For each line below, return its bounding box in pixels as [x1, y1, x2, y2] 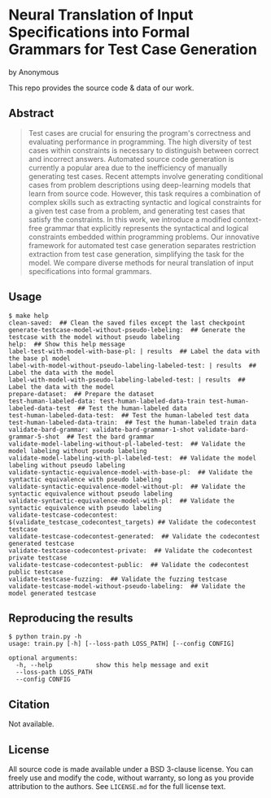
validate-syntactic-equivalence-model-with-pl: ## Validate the [8, 496, 234, 505]
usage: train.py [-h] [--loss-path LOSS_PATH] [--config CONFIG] [8, 640, 234, 648]
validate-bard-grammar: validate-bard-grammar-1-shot [8, 425, 195, 434]
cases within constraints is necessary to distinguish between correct [28, 145, 259, 155]
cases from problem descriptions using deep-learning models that [28, 180, 251, 190]
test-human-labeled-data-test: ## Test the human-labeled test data [8, 411, 250, 420]
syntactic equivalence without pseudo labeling [8, 490, 173, 498]
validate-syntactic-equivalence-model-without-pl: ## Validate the [8, 482, 246, 491]
